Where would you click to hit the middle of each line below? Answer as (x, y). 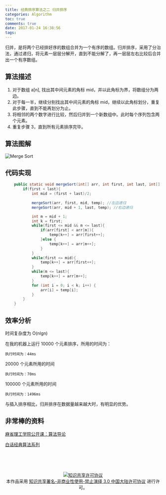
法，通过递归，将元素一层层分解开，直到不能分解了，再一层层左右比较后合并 (83, 53)
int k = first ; (47, 221)
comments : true (21, 23)
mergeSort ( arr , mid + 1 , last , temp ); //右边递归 (82, 207)
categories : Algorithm (28, 14)
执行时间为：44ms (21, 354)
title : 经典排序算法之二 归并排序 (36, 10)
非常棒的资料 (25, 421)
